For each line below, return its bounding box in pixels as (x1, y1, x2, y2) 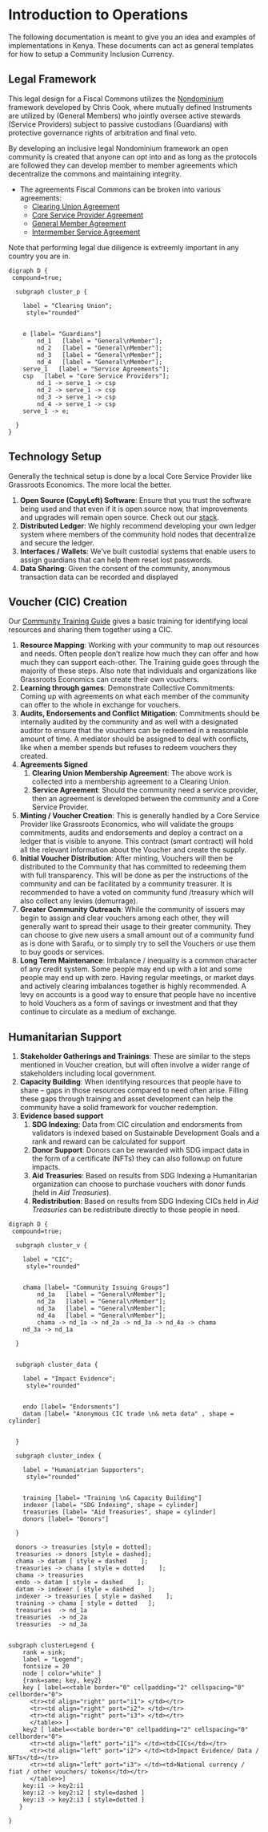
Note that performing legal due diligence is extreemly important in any (8, 242, 239, 252)
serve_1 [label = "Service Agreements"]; (22, 365, 170, 373)
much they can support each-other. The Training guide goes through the (19, 658, 260, 667)
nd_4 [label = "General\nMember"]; (37, 358, 162, 366)
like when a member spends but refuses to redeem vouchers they (19, 743, 238, 752)
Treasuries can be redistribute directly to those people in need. (31, 1205, 240, 1214)
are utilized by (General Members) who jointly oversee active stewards (8, 111, 242, 120)
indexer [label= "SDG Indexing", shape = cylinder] (22, 1502, 198, 1510)
